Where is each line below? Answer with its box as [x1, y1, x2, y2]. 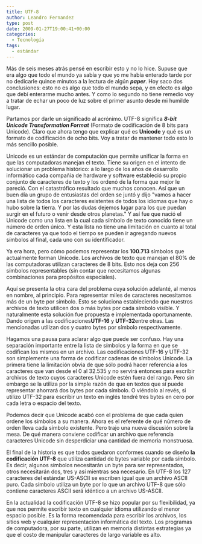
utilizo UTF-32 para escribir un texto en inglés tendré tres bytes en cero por [6, 393, 195, 400]
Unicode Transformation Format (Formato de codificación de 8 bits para [6, 121, 189, 129]
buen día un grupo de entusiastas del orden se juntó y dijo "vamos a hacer [6, 191, 192, 198]
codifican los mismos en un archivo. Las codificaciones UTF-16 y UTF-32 [6, 348, 189, 355]
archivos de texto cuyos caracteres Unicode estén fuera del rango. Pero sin [6, 374, 194, 381]
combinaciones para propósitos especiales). [6, 273, 116, 280]
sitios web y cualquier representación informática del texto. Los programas [6, 518, 192, 525]
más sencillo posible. [6, 140, 58, 148]
